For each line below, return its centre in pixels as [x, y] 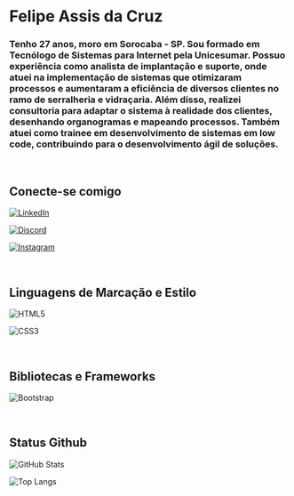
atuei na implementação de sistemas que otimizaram [126, 77]
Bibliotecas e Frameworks [83, 376]
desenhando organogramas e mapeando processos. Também [144, 122]
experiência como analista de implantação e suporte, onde [139, 67]
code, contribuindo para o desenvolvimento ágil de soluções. [144, 144]
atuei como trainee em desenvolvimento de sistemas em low [142, 133]
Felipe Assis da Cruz [86, 16]
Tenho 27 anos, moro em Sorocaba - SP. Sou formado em [135, 44]
